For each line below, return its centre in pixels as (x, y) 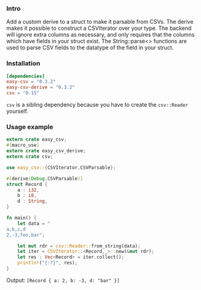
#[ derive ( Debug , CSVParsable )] (45, 179)
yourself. (17, 111)
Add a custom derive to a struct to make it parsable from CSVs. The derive (100, 22)
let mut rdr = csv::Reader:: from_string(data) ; (79, 246)
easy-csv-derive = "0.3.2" (41, 87)
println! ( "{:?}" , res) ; (48, 263)
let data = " (34, 224)
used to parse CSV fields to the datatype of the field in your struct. (90, 48)
